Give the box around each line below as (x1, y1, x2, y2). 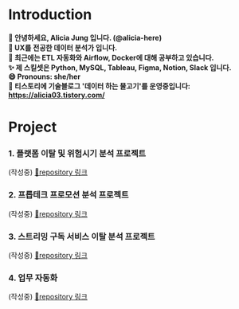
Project (8, 118, 57, 136)
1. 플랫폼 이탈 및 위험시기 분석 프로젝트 (8, 148, 147, 159)
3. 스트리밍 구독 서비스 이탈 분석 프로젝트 (8, 231, 155, 242)
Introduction (8, 6, 92, 24)
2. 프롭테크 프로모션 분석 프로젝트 (8, 190, 129, 201)
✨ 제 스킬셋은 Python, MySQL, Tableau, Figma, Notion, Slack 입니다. (8, 62, 232, 72)
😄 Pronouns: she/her (8, 72, 81, 81)
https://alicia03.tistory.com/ (8, 90, 105, 100)
